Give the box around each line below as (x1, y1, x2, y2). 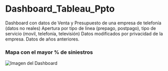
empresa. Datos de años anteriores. (5, 36, 80, 42)
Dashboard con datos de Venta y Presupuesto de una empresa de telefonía (5, 20, 161, 26)
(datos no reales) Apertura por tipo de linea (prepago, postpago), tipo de (5, 25, 156, 31)
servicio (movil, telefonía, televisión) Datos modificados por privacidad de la (5, 30, 163, 37)
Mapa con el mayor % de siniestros (5, 49, 93, 56)
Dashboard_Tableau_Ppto (5, 3, 115, 15)
